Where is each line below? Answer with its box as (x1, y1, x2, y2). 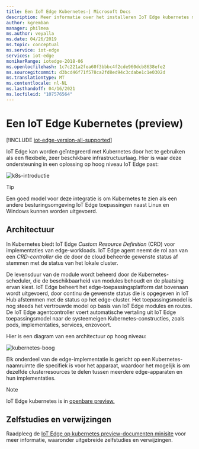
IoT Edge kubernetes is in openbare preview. (6, 397, 115, 405)
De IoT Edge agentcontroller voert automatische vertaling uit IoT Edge (6, 309, 176, 316)
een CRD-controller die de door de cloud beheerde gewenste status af (6, 253, 178, 260)
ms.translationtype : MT (6, 75, 65, 81)
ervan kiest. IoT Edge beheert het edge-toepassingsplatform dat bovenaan (6, 283, 188, 290)
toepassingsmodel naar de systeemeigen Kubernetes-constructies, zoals (6, 315, 185, 322)
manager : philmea (6, 25, 49, 31)
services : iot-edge (6, 53, 54, 59)
